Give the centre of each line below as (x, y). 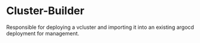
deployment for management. (43, 33)
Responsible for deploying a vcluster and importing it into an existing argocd (100, 27)
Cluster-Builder (46, 11)
